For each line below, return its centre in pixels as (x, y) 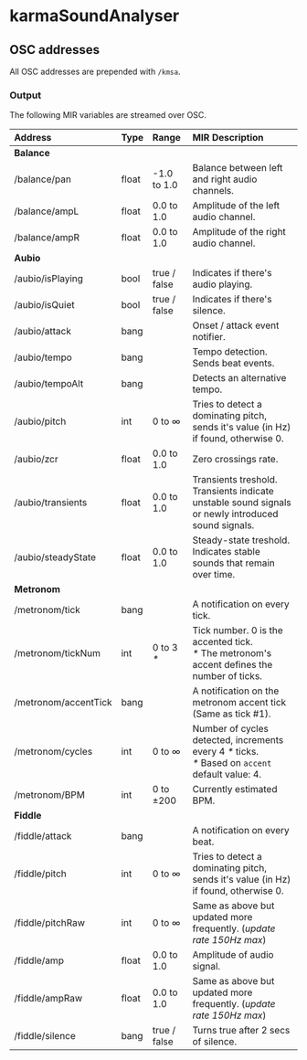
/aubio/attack (42, 332)
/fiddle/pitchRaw (49, 923)
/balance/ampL (47, 211)
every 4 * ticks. (225, 752)
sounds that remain (234, 563)
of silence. (215, 1042)
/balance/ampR (47, 238)
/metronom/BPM (49, 795)
